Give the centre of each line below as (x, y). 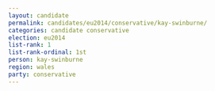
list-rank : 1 (30, 45)
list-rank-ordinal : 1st (48, 52)
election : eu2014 (37, 38)
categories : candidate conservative (69, 30)
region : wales (32, 67)
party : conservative (42, 74)
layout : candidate (38, 15)
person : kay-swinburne (46, 60)
